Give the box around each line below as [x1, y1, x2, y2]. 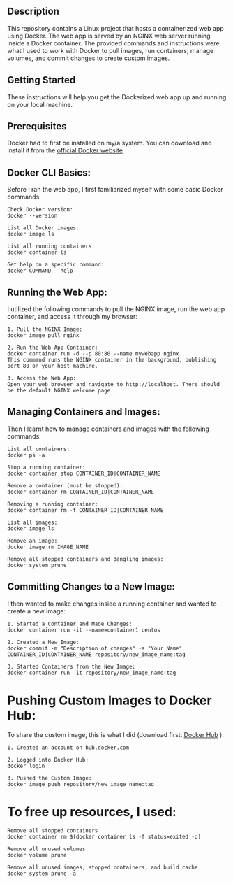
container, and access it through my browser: [7, 313, 137, 321]
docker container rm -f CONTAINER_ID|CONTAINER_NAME [7, 506, 164, 513]
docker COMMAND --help [7, 267, 73, 275]
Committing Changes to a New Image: [7, 580, 176, 593]
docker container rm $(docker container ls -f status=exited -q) [7, 833, 201, 840]
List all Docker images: [7, 224, 80, 231]
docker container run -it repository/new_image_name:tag [7, 669, 176, 676]
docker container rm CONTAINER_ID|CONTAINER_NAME [7, 488, 155, 495]
